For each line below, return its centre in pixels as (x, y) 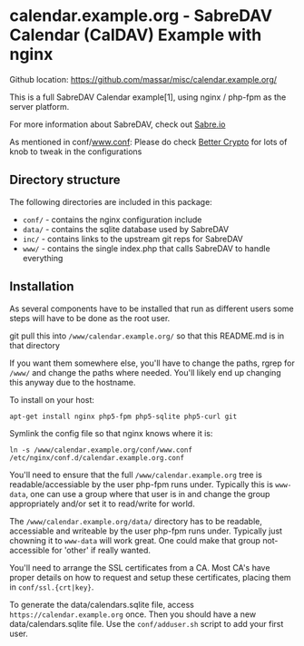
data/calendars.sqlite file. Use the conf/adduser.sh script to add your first (147, 623)
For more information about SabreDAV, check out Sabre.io (118, 124)
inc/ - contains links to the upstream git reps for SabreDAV (132, 239)
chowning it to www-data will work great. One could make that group (135, 540)
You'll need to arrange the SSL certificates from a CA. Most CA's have (140, 567)
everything (43, 258)
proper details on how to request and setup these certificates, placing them (151, 577)
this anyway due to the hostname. (73, 382)
